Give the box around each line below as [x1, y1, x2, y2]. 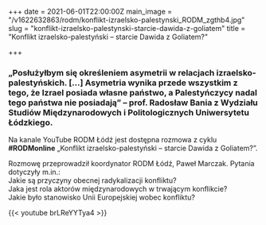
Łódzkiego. [8, 117, 53, 128]
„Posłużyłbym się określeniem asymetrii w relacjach [8, 67, 215, 78]
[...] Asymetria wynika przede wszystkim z [68, 77, 238, 88]
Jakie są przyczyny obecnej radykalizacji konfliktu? [8, 176, 177, 185]
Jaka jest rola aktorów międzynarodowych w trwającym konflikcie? [8, 184, 228, 194]
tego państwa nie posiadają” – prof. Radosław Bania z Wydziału [8, 97, 259, 108]
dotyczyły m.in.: [8, 167, 61, 177]
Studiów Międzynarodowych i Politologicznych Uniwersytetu [8, 107, 249, 118]
